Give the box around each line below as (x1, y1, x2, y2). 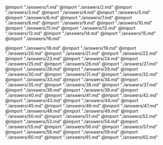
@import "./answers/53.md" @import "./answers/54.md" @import (5, 118, 138, 124)
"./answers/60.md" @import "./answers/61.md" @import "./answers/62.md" (5, 134, 159, 140)
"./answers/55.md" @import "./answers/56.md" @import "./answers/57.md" (5, 124, 158, 130)
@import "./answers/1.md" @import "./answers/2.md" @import (5, 4, 132, 10)
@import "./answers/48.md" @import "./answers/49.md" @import (5, 108, 139, 114)
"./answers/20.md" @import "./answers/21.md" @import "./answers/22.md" (5, 50, 158, 56)
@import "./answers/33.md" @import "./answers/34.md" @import (5, 76, 138, 82)
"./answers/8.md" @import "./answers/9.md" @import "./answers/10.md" (5, 20, 153, 26)
